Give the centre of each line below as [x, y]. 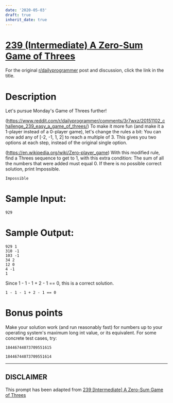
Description [31, 97]
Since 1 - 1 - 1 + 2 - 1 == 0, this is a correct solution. [60, 283]
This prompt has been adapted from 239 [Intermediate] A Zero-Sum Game [84, 390]
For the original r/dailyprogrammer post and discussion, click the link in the [85, 71]
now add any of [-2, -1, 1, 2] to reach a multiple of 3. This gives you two [81, 137]
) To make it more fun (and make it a [126, 126]
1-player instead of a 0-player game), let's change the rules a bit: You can [83, 132]
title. [10, 76]
